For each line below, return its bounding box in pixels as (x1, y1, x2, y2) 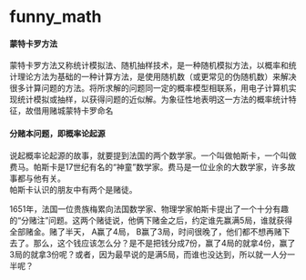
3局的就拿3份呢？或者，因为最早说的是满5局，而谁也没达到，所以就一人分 (9, 248, 288, 260)
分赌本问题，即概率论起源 (9, 127, 106, 138)
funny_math (9, 6, 102, 27)
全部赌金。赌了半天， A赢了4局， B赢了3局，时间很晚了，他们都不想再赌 (9, 225, 282, 237)
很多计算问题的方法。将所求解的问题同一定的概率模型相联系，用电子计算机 (9, 83, 289, 94)
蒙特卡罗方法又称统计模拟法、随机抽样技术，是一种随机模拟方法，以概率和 (9, 60, 289, 71)
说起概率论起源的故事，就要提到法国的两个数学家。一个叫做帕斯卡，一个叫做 (9, 150, 297, 161)
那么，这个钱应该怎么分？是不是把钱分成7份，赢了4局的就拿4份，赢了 (33, 237, 296, 248)
